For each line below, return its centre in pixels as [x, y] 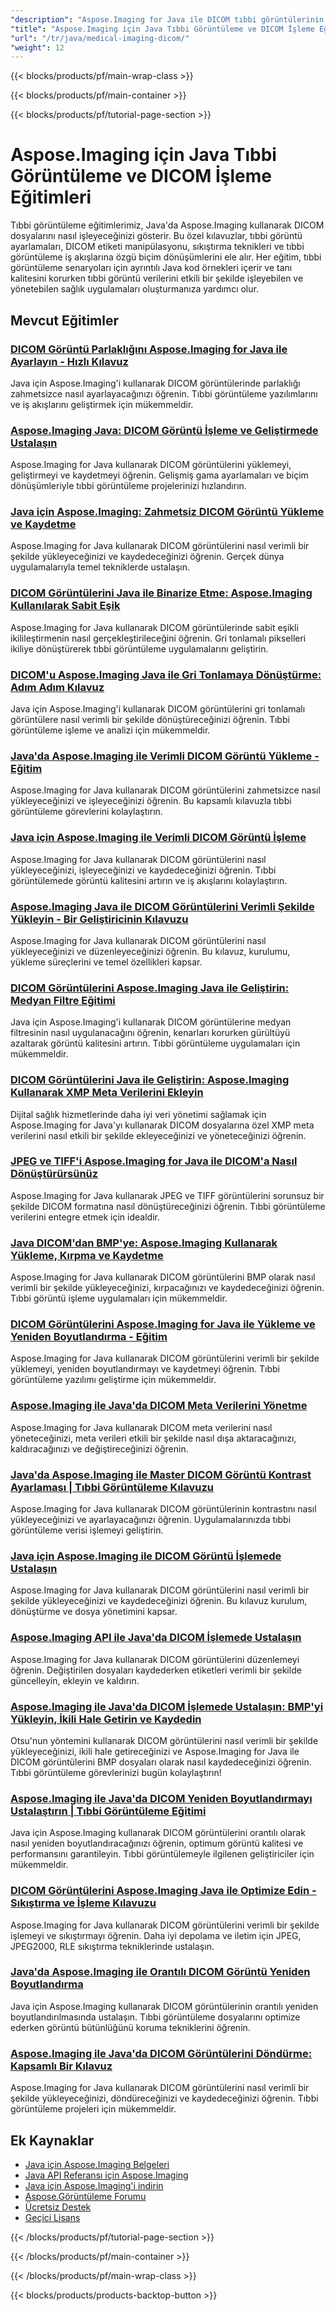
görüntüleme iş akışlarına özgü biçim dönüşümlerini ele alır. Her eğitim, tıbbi [166, 257]
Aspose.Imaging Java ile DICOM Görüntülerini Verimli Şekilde [162, 906]
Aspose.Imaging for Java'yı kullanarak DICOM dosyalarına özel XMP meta [162, 1125]
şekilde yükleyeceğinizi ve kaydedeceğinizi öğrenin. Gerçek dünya [147, 557]
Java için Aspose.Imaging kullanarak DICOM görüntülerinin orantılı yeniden [164, 2006]
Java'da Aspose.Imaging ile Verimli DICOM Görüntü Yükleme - [165, 756]
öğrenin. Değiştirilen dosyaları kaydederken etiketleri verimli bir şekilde [156, 1670]
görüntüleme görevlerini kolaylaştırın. [86, 812]
